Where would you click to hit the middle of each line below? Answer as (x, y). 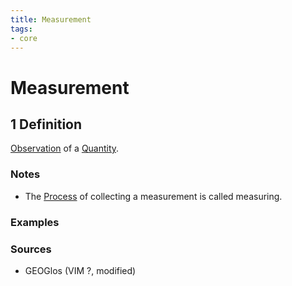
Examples (35, 222)
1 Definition (46, 124)
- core (24, 38)
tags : (21, 29)
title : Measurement (51, 19)
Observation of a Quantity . (65, 148)
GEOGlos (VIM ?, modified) (80, 270)
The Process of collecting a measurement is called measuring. (153, 196)
